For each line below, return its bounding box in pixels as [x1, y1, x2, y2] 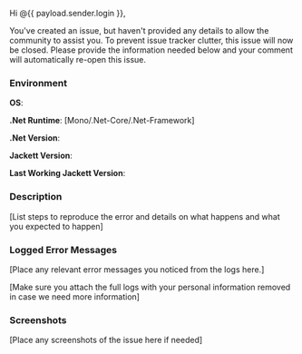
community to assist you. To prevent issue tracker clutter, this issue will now [9, 35, 294, 45]
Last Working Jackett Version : [9, 168, 126, 179]
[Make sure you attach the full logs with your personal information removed [9, 281, 291, 292]
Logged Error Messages [9, 243, 118, 256]
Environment [9, 76, 68, 89]
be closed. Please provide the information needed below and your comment [9, 44, 293, 55]
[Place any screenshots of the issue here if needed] [9, 335, 203, 346]
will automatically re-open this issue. [9, 54, 147, 64]
